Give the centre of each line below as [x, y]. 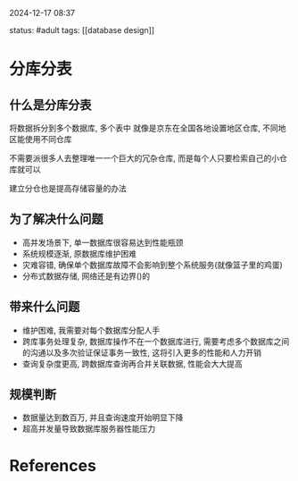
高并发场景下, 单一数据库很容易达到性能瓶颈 [103, 242]
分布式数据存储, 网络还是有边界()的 [86, 275]
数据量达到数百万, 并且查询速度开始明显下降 [103, 418]
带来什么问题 [45, 307]
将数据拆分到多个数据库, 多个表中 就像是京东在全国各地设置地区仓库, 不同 [144, 128]
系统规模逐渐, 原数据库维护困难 [79, 253]
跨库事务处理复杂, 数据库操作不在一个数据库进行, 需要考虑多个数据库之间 [156, 341]
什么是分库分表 [50, 105]
